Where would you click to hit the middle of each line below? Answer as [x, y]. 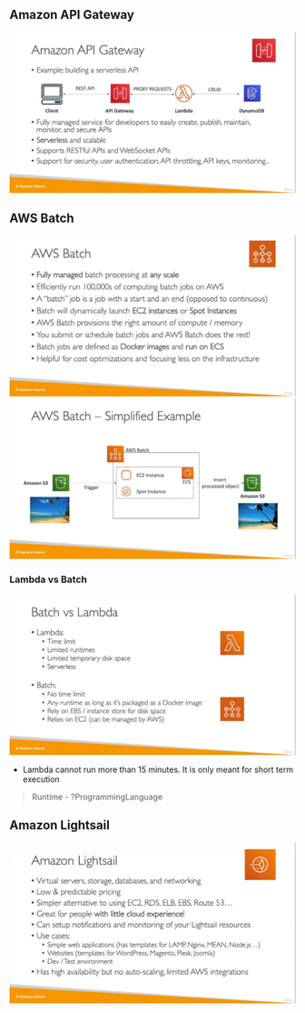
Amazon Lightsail [60, 825]
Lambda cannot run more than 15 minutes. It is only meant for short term [157, 769]
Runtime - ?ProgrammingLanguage [97, 797]
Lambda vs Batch [49, 579]
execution [41, 779]
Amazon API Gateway [72, 15]
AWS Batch [42, 219]
